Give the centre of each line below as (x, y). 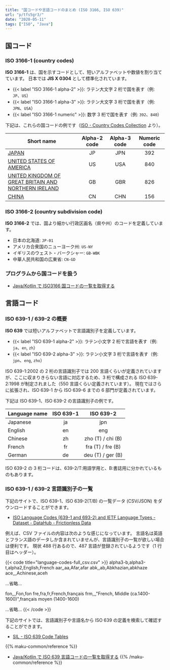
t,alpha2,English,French (30, 567)
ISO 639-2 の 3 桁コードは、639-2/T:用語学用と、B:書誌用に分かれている (81, 468)
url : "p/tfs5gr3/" (25, 15)
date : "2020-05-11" (26, 19)
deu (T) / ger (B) (103, 455)
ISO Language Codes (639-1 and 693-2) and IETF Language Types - (84, 517)
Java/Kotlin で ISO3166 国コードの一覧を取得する (63, 286)
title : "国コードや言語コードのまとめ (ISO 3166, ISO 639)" (65, 10)
